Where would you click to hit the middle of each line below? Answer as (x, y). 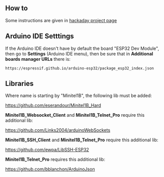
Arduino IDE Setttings (40, 36)
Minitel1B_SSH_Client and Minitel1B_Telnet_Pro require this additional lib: (82, 140)
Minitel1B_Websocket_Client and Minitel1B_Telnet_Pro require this (75, 115)
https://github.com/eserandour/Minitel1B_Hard (53, 106)
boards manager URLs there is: (38, 59)
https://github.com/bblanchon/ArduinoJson (50, 169)
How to (17, 8)
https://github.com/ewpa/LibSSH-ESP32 (47, 150)
